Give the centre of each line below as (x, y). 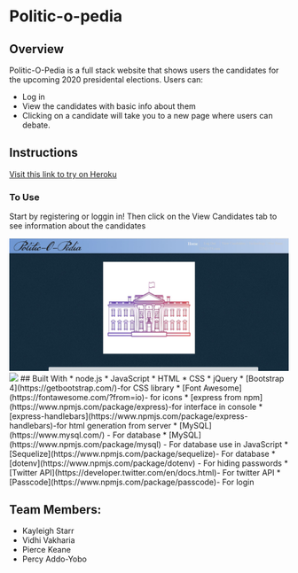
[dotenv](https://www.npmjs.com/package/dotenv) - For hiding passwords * (149, 463)
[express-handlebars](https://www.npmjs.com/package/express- (129, 416)
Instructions (43, 153)
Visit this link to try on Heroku (63, 174)
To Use (24, 197)
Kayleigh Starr (48, 531)
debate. (36, 125)
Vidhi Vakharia (48, 540)
